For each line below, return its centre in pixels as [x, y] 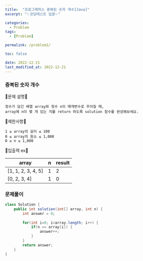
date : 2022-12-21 [23, 63]
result [63, 163]
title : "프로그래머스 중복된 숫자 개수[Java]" [47, 9]
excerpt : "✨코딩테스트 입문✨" [33, 14]
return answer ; [38, 245]
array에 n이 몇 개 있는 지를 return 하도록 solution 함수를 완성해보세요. [72, 112]
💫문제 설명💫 [16, 96]
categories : [17, 23]
